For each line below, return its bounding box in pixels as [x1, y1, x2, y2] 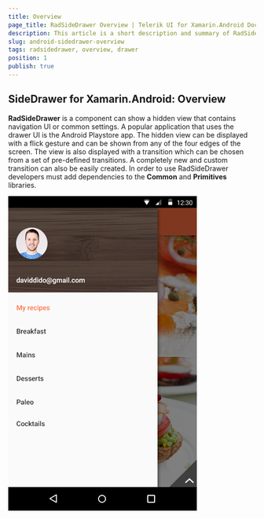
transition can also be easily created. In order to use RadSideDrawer [8, 164, 229, 173]
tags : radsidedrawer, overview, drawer [8, 46, 139, 54]
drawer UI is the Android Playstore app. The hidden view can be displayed [8, 130, 248, 139]
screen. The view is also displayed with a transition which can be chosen [8, 146, 244, 156]
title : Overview [8, 13, 61, 20]
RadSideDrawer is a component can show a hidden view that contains [8, 113, 236, 123]
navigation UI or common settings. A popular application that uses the [8, 122, 234, 131]
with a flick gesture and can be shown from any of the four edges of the [8, 138, 241, 148]
